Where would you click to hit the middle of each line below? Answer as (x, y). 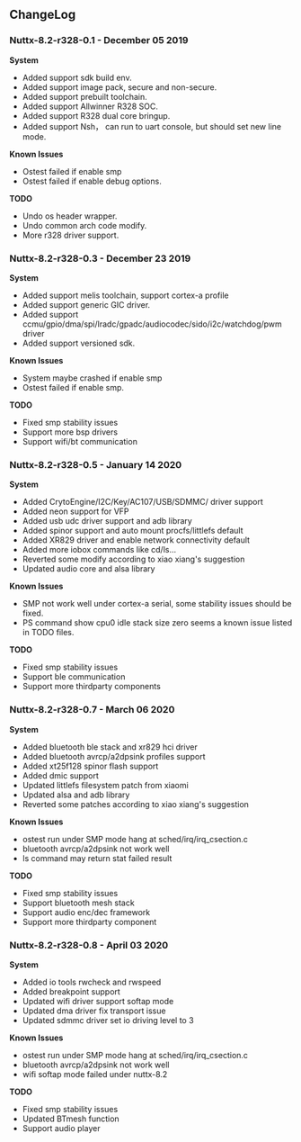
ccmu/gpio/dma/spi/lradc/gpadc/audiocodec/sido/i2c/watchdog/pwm (152, 324)
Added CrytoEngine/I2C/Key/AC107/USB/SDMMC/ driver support (142, 502)
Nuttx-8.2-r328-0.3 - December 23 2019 (100, 258)
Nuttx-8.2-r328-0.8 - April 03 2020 (89, 945)
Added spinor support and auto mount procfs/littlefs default (133, 531)
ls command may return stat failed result (97, 858)
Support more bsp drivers (70, 432)
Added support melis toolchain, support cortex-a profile (125, 295)
